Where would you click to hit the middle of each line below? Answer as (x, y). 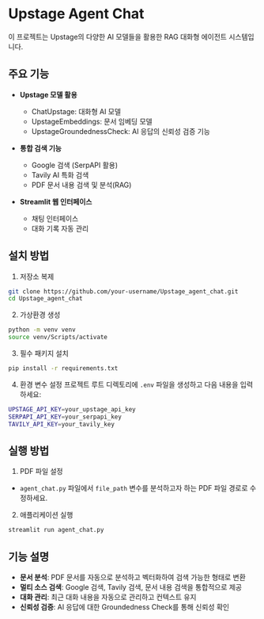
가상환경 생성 (40, 315)
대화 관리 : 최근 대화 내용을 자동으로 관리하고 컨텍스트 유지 (108, 597)
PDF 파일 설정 (41, 472)
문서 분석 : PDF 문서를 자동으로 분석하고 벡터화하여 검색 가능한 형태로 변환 (133, 577)
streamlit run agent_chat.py (56, 530)
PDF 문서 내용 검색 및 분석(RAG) (81, 185)
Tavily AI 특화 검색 (60, 174)
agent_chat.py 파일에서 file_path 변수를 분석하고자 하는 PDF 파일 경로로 (134, 488)
